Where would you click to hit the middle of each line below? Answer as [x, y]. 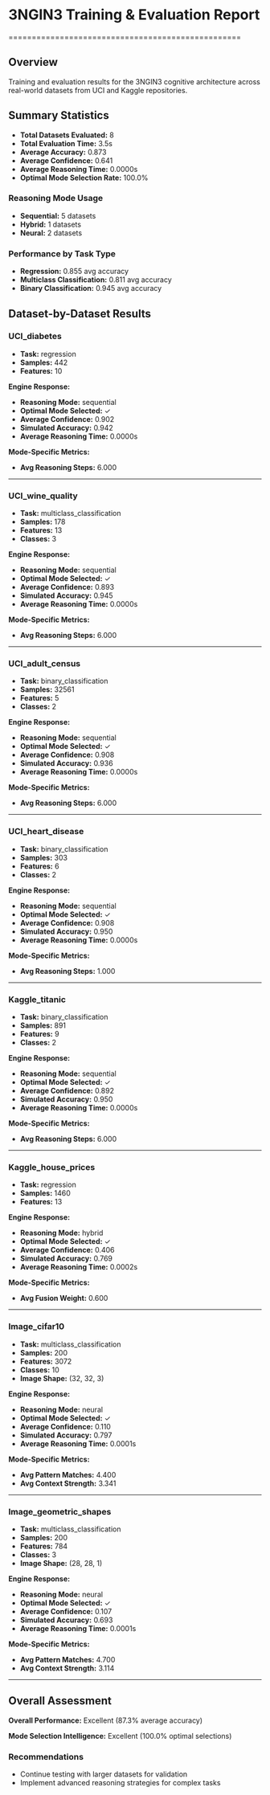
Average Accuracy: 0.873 [63, 152]
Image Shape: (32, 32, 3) [62, 1378]
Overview [33, 62]
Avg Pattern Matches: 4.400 [68, 1474]
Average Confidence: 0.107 [66, 1611]
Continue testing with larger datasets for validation [104, 1774]
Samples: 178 [43, 522]
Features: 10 [41, 370]
